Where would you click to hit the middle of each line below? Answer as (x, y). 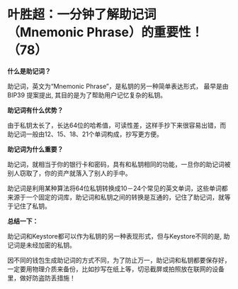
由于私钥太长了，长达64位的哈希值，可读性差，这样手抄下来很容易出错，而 (117, 125)
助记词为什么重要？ (35, 149)
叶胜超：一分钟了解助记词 (82, 15)
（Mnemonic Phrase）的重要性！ (106, 32)
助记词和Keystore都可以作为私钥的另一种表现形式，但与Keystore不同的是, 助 (119, 236)
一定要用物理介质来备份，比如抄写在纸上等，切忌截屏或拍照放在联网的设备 (116, 269)
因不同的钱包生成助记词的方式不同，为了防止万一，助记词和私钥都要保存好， (119, 260)
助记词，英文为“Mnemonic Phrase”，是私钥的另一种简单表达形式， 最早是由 (118, 86)
